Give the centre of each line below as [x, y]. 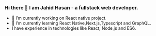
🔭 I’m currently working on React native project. [59, 18]
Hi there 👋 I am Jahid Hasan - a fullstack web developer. [71, 8]
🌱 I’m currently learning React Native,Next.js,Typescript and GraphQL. [81, 23]
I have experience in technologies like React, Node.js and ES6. [74, 28]
